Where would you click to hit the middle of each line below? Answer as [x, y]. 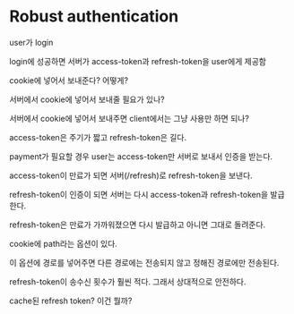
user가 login [31, 42]
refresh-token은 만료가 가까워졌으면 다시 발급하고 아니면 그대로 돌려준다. [138, 225]
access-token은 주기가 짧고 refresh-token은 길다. [98, 137]
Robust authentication [94, 17]
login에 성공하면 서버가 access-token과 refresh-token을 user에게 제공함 [138, 61]
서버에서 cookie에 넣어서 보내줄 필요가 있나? [87, 99]
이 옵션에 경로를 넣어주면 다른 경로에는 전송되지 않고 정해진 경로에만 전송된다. [144, 262]
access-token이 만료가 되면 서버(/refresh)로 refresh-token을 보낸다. [131, 175]
